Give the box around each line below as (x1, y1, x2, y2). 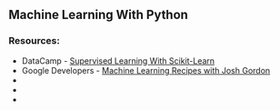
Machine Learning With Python (8, 7, 188, 23)
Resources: (8, 35, 60, 47)
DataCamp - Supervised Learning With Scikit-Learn (21, 55, 215, 66)
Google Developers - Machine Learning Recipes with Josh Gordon (21, 65, 271, 76)
